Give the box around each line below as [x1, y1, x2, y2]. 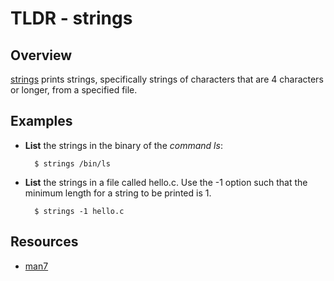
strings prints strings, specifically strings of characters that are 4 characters [10, 73, 324, 85]
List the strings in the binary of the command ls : [24, 139, 223, 151]
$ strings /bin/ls [34, 158, 111, 169]
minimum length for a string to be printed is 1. [24, 187, 212, 199]
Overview [10, 47, 73, 64]
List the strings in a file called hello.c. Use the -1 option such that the [24, 176, 308, 188]
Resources [10, 233, 79, 251]
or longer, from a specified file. [10, 84, 138, 96]
